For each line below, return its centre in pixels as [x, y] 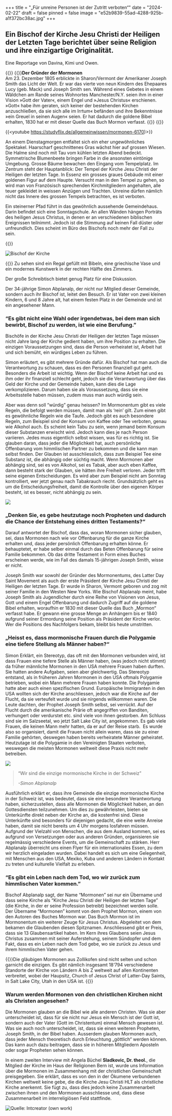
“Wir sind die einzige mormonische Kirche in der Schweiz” [80, 773]
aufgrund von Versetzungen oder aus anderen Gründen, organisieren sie [82, 837]
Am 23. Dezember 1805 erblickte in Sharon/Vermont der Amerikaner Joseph [86, 78]
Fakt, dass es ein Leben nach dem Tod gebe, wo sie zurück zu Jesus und [83, 944]
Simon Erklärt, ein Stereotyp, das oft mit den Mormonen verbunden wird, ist [85, 655]
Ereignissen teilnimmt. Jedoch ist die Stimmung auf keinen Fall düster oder [84, 222]
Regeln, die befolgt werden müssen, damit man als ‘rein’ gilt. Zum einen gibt [85, 411]
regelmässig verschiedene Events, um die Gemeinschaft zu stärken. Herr [83, 842]
